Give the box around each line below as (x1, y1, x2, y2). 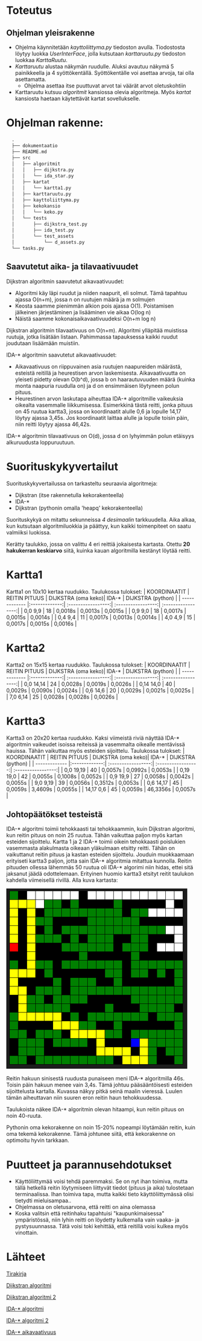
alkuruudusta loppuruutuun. (6, 439, 75, 446)
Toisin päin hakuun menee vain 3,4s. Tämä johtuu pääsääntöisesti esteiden (6, 1081, 193, 1089)
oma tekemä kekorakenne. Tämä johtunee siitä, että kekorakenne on (6, 1130, 176, 1138)
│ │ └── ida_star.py (11, 173, 74, 179)
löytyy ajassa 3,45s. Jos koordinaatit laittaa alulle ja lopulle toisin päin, (14, 414, 189, 421)
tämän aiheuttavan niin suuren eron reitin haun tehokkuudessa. (6, 1094, 163, 1102)
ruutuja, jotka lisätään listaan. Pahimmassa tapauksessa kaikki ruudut (6, 333, 178, 340)
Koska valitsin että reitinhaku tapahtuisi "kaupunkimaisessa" (14, 1210, 165, 1217)
